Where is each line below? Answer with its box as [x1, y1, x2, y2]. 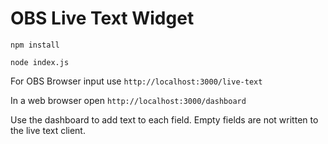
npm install [10, 40, 60, 50]
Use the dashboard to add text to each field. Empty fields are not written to [10, 113, 319, 126]
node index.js [10, 57, 70, 67]
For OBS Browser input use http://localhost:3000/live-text [10, 75, 263, 87]
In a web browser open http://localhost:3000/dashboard [10, 94, 247, 106]
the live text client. [10, 124, 86, 136]
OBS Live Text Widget [10, 7, 195, 30]
